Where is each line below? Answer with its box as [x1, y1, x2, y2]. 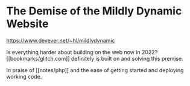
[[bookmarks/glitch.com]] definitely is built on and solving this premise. [6, 55, 183, 62]
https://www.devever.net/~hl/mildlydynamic [6, 37, 116, 44]
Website [6, 17, 49, 31]
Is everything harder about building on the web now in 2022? [6, 48, 158, 55]
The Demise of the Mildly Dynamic [6, 4, 182, 18]
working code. [6, 73, 42, 80]
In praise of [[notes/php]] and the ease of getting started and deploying [6, 66, 184, 73]
